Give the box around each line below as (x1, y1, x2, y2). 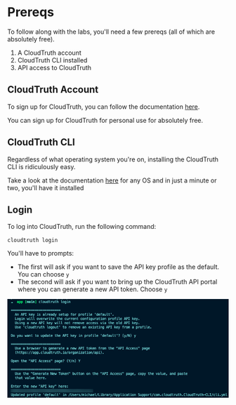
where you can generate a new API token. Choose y (17, 285, 168, 293)
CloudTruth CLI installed (17, 55, 88, 64)
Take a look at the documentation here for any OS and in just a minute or (7, 176, 217, 185)
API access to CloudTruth (17, 63, 92, 72)
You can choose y (17, 270, 70, 279)
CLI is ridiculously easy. (7, 162, 76, 171)
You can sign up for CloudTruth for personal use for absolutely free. (7, 116, 204, 124)
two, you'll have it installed (7, 183, 84, 192)
